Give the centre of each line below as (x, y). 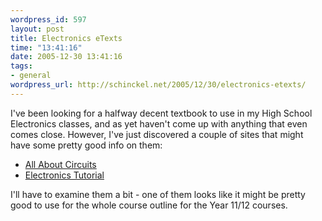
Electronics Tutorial (64, 175)
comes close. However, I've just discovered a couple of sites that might (157, 134)
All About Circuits (60, 164)
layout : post (37, 29)
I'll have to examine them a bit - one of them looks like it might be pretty (158, 194)
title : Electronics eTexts (66, 38)
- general (31, 76)
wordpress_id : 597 (48, 19)
